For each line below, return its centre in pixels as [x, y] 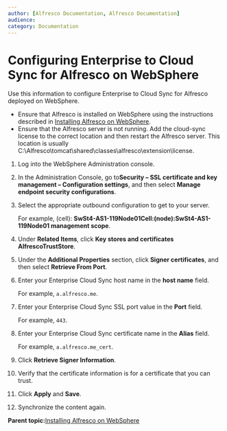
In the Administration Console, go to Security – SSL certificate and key [118, 177]
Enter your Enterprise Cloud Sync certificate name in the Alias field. [113, 334]
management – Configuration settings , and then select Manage [109, 185]
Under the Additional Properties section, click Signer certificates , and [118, 260]
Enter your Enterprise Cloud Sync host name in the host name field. [113, 280]
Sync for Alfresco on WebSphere [104, 74]
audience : [22, 20]
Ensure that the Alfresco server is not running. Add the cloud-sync [112, 129]
